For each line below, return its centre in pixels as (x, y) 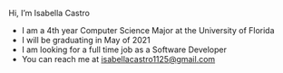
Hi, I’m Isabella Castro (49, 13)
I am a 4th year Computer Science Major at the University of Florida (148, 30)
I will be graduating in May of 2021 (86, 40)
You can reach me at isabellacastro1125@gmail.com (118, 59)
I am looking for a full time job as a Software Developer (124, 50)
